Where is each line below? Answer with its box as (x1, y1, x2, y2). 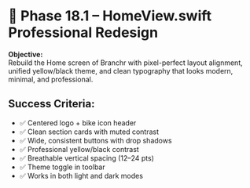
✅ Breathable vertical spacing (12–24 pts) (19, 153, 155, 163)
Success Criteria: (8, 97, 95, 110)
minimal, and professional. (8, 74, 94, 84)
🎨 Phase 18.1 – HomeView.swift (8, 7, 212, 25)
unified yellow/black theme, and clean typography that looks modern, (8, 66, 233, 75)
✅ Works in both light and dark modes (19, 171, 144, 180)
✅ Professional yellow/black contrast (19, 144, 139, 154)
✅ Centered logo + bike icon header (19, 117, 137, 128)
